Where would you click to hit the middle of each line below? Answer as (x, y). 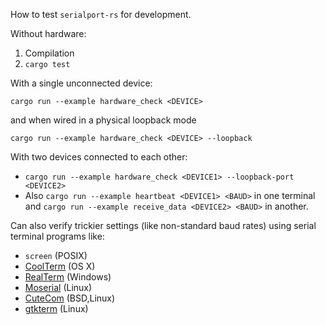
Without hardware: (48, 33)
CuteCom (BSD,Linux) (70, 298)
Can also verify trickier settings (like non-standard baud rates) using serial (163, 225)
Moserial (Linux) (58, 287)
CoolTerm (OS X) (60, 266)
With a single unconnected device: (81, 83)
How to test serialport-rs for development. (101, 14)
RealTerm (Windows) (68, 277)
